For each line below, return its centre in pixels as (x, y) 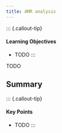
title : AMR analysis (31, 11)
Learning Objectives (31, 42)
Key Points (20, 112)
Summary (24, 85)
